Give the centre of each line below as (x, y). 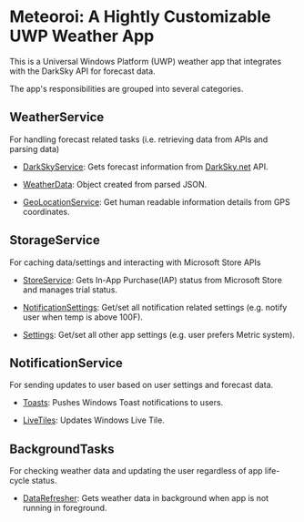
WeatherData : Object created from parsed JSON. (115, 184)
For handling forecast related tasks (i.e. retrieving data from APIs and (139, 139)
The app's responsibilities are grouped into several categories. (127, 88)
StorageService (55, 240)
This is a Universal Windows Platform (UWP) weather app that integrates (146, 61)
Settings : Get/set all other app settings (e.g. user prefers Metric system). (159, 334)
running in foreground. (65, 508)
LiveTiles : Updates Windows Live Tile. (94, 420)
